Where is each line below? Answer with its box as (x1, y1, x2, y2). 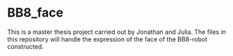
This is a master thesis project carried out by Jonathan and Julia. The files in (7, 28, 226, 36)
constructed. (7, 42, 44, 50)
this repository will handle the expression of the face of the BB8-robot (7, 35, 207, 43)
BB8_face (7, 5, 64, 21)
